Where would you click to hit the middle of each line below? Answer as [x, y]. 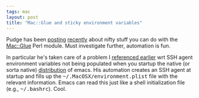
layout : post [22, 17]
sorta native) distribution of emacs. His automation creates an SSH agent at [99, 70]
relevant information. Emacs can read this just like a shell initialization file [96, 83]
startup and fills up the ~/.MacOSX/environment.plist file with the [92, 76]
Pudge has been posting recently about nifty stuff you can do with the [92, 40]
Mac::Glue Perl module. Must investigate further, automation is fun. [88, 46]
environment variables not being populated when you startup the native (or [98, 64]
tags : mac [18, 12]
